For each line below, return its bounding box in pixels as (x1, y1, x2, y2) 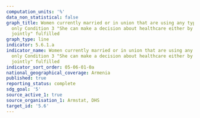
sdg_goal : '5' (6, 86, 42, 92)
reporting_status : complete (6, 81, 76, 87)
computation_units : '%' (6, 8, 65, 15)
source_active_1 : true (6, 92, 62, 98)
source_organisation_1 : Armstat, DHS (6, 97, 100, 103)
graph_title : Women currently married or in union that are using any (6, 20, 185, 26)
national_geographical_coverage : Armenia (6, 70, 111, 76)
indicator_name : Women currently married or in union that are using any (6, 48, 193, 54)
